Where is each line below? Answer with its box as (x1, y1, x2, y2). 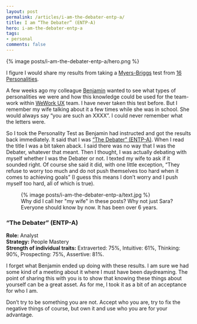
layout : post (6, 8, 38, 15)
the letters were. (6, 118, 46, 125)
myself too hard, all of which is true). (6, 179, 95, 186)
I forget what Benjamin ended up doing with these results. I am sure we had (6, 262, 189, 269)
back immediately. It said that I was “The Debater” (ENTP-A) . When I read (6, 136, 184, 143)
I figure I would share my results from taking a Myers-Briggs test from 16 (6, 69, 182, 76)
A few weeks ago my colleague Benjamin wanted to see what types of (6, 87, 176, 94)
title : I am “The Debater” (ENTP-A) (6, 19, 96, 25)
